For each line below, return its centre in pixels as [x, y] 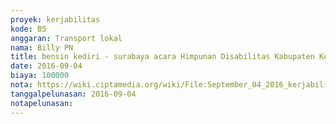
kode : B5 [28, 29]
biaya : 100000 [40, 76]
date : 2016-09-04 [46, 66]
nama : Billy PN [42, 47]
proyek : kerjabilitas [55, 19]
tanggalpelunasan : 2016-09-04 [73, 94]
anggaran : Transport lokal [66, 38]
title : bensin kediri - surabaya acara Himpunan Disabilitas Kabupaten [162, 57]
